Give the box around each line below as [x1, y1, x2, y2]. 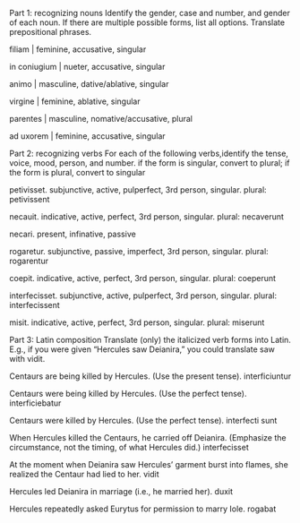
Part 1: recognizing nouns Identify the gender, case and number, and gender [9, 8, 291, 18]
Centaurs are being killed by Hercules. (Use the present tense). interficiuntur [9, 371, 292, 382]
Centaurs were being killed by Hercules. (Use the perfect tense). [9, 389, 247, 399]
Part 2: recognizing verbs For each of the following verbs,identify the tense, [9, 148, 289, 159]
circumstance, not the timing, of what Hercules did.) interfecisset [9, 442, 249, 452]
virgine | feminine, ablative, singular [9, 96, 141, 107]
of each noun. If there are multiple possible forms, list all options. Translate [9, 17, 285, 28]
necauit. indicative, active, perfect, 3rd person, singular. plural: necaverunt [9, 211, 285, 222]
